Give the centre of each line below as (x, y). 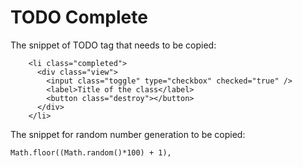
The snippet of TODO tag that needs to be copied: (113, 45)
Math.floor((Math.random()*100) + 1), (91, 152)
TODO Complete (79, 17)
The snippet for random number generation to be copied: (128, 134)
